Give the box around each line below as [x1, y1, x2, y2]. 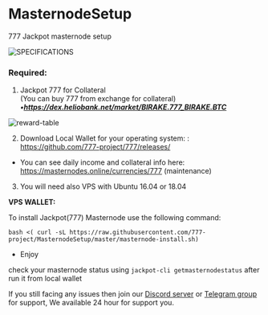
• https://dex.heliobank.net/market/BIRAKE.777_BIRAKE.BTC [19, 102, 227, 112]
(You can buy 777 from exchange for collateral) [19, 94, 177, 104]
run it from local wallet [8, 274, 83, 284]
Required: [8, 67, 48, 78]
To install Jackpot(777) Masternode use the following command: [8, 213, 221, 223]
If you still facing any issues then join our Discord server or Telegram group [8, 289, 258, 299]
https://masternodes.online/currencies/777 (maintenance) [19, 166, 213, 176]
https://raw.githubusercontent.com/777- [69, 228, 206, 237]
